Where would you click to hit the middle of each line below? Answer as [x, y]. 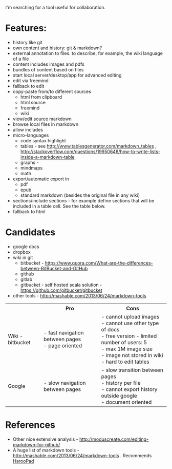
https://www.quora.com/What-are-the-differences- [99, 263]
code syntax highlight [43, 140]
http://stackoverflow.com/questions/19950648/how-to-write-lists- [90, 152]
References [30, 425]
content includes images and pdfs [48, 64]
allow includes [28, 129]
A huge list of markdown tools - [46, 450]
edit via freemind [30, 80]
